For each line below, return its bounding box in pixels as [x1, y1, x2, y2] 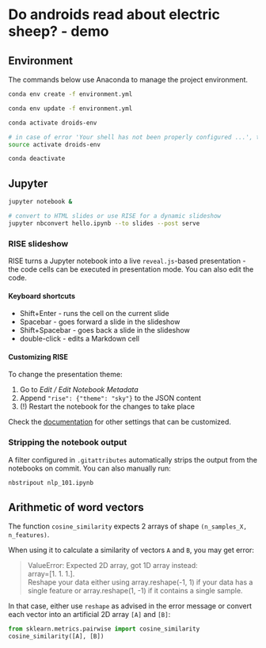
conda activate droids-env [8, 119, 97, 127]
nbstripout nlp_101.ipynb [8, 478, 93, 486]
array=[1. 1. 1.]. [27, 569, 75, 579]
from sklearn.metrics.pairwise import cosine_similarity [8, 625, 200, 633]
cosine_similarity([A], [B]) [8, 632, 104, 641]
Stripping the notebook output [8, 437, 127, 448]
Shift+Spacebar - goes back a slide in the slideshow [19, 326, 190, 335]
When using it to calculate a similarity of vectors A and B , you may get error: [8, 545, 255, 555]
